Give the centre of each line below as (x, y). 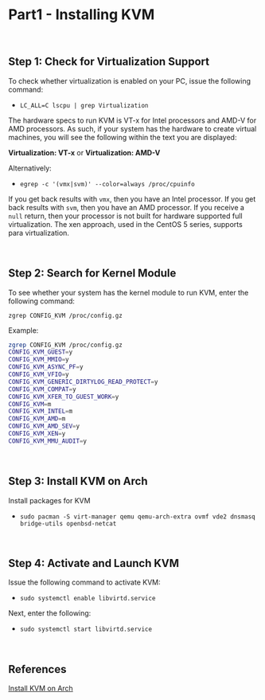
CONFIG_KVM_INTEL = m (41, 412)
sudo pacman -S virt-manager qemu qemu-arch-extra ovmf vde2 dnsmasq (138, 516)
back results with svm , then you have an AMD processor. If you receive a (127, 207)
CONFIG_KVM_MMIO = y (39, 360)
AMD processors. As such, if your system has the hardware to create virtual (132, 128)
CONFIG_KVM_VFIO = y (39, 375)
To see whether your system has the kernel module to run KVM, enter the (129, 292)
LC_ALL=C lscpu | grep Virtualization (84, 105)
